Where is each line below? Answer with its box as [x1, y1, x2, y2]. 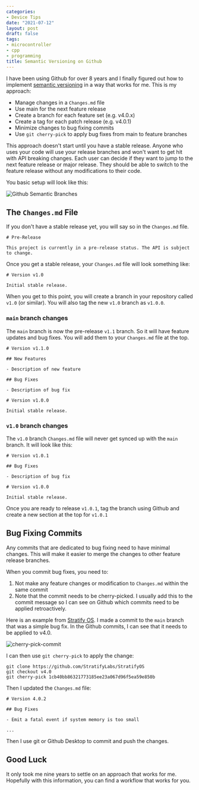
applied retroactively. [14, 605, 67, 612]
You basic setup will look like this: [6, 179, 89, 186]
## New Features [6, 356, 46, 362]
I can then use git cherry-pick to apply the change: [6, 652, 134, 659]
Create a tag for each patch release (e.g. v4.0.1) [14, 118, 132, 125]
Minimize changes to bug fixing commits [14, 124, 114, 131]
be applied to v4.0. [6, 629, 52, 636]
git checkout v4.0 [6, 669, 52, 675]
